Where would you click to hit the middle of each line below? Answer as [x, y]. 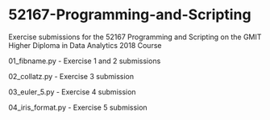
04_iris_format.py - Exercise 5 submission [78, 107]
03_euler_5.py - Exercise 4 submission [72, 92]
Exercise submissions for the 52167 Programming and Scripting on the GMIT [135, 37]
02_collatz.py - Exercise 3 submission [71, 76]
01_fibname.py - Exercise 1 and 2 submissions [85, 61]
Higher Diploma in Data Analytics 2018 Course [85, 45]
